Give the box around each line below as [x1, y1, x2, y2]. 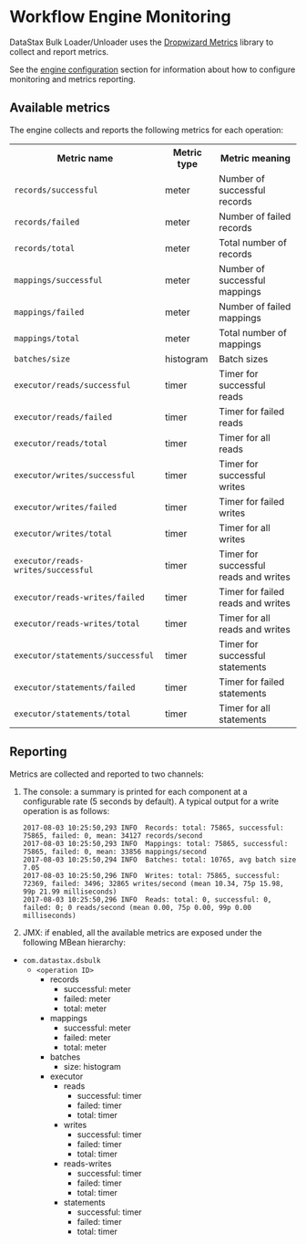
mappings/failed [14, 307, 85, 317]
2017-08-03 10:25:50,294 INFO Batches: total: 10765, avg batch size [22, 855, 297, 864]
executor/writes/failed [14, 502, 117, 512]
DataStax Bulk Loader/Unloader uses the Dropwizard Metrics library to [9, 37, 274, 47]
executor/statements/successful [14, 650, 155, 661]
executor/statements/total [14, 708, 131, 718]
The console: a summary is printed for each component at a [22, 786, 248, 797]
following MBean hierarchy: [22, 936, 126, 947]
